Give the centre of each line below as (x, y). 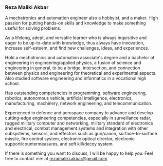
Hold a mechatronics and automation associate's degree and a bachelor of (80, 58)
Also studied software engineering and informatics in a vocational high (76, 78)
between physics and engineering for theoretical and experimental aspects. (81, 73)
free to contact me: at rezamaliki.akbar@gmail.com (56, 159)
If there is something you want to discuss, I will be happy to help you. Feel (79, 153)
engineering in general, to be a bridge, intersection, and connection (72, 68)
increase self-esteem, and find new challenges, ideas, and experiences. (77, 48)
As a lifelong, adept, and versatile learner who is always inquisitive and (76, 38)
